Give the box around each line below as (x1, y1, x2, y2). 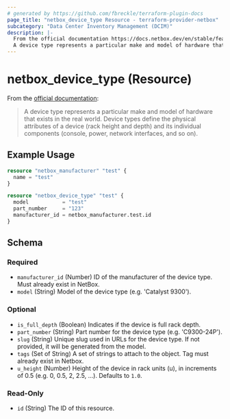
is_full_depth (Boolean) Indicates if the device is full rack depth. (16, 320, 201, 328)
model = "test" (13, 199, 88, 206)
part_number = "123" (13, 205, 84, 213)
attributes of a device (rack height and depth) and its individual (23, 121, 202, 130)
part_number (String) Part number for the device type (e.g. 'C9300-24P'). (16, 327, 222, 336)
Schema (7, 237, 43, 249)
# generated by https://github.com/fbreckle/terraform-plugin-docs (7, 10, 204, 17)
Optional (7, 304, 36, 314)
